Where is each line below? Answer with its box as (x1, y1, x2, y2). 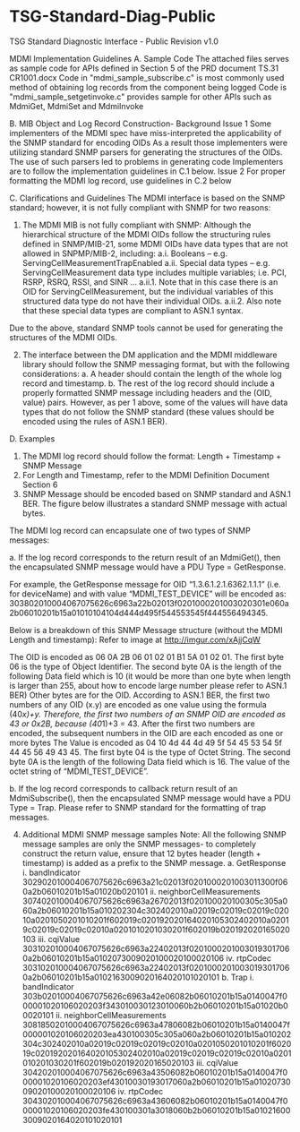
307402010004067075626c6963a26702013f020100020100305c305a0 (21, 896, 288, 906)
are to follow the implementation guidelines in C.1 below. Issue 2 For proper (9, 166, 286, 176)
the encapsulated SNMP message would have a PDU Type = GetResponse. (9, 562, 287, 572)
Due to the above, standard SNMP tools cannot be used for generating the (9, 322, 284, 333)
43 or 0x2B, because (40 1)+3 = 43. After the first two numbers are (9, 718, 255, 729)
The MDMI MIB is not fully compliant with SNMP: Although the (21, 219, 252, 230)
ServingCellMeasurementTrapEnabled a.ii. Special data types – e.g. (21, 257, 270, 268)
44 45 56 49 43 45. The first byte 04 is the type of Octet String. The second (9, 746, 291, 758)
